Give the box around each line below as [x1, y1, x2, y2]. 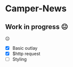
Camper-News [5, 3, 67, 14]
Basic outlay [12, 45, 38, 51]
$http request [12, 51, 41, 57]
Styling [12, 56, 27, 62]
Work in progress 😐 [5, 23, 68, 31]
